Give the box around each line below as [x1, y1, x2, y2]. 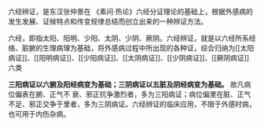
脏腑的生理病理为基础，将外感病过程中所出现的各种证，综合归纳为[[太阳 [21, 43, 255, 53]
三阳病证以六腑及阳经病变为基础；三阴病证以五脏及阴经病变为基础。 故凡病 [8, 80, 251, 89]
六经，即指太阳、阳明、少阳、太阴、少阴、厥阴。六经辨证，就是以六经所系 [8, 34, 249, 43]
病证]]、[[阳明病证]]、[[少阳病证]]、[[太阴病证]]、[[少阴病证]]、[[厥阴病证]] [8, 54, 250, 62]
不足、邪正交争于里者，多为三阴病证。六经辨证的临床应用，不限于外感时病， [8, 99, 256, 109]
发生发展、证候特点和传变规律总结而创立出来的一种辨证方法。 [8, 17, 208, 26]
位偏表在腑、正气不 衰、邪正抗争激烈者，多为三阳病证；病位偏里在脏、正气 [8, 90, 251, 98]
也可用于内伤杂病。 [8, 109, 71, 118]
